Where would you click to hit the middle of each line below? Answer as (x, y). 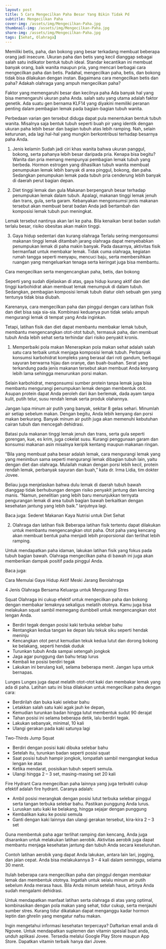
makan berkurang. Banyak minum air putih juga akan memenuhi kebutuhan (82, 419)
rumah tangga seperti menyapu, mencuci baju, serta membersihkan (82, 256)
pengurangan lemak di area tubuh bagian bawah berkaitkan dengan (74, 500)
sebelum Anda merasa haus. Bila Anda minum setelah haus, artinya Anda (80, 885)
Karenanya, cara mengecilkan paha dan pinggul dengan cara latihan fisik (79, 307)
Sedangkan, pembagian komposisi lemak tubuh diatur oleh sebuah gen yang (83, 292)
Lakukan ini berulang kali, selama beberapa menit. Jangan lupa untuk (83, 667)
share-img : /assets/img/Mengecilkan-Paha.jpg (53, 33)
